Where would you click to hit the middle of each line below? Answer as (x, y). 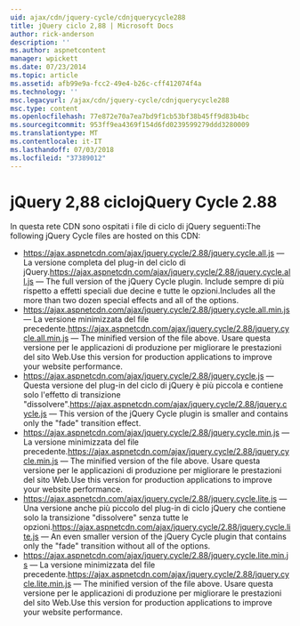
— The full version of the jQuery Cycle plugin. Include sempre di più (160, 282)
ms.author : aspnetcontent (58, 51)
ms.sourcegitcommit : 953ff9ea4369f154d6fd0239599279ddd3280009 (130, 125)
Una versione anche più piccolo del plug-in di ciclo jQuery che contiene (154, 509)
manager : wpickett (44, 59)
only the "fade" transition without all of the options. (117, 546)
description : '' (40, 42)
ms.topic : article (44, 76)
